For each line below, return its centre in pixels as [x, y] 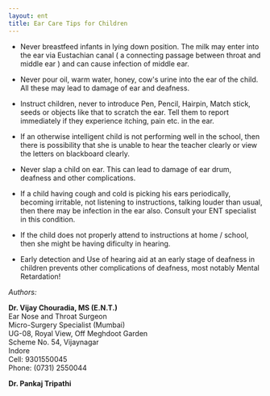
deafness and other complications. [78, 178]
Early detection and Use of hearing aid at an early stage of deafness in [137, 259]
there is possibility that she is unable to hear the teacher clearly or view [139, 145]
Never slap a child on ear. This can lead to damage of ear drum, [126, 169]
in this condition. [48, 219]
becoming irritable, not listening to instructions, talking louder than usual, [141, 202]
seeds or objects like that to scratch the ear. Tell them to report [125, 112]
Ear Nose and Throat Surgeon [58, 316]
